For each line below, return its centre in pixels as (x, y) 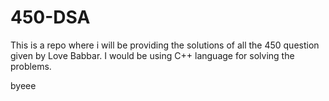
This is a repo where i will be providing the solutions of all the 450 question (165, 45)
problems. (31, 66)
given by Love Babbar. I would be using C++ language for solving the (152, 55)
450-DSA (50, 17)
